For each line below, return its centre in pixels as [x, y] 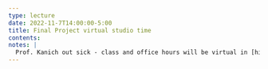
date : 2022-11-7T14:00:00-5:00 [60, 23]
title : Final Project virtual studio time [80, 30]
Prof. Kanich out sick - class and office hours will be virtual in [132, 52]
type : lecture [32, 15]
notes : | [23, 45]
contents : [25, 38]
